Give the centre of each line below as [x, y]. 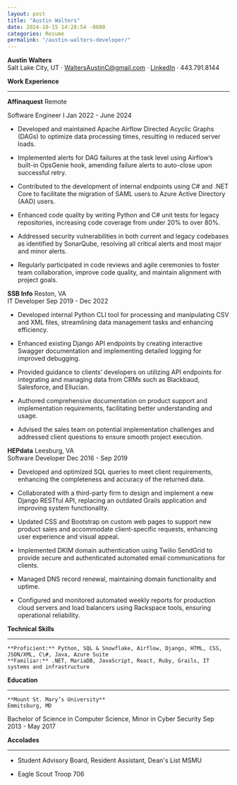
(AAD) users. [36, 201]
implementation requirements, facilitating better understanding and [115, 408]
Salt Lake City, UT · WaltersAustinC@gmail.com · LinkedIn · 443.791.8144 [114, 68]
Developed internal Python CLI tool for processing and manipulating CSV [123, 315]
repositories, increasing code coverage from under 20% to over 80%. [119, 222]
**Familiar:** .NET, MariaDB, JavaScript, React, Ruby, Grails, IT [109, 661]
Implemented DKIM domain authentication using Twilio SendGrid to [115, 551]
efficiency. [32, 330]
